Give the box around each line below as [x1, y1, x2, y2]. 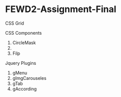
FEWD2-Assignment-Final [5, 4, 116, 15]
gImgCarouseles [12, 75, 46, 81]
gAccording [12, 85, 37, 91]
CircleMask [12, 39, 36, 46]
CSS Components [5, 30, 42, 36]
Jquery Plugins [5, 60, 36, 66]
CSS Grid [5, 20, 24, 26]
